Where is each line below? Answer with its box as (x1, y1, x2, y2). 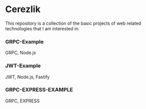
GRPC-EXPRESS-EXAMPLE (5, 86, 74, 93)
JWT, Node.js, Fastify (5, 74, 50, 80)
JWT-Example (5, 62, 41, 69)
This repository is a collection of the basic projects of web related (5, 20, 141, 26)
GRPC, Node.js (5, 49, 36, 56)
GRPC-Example (5, 38, 44, 45)
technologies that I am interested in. (5, 25, 80, 31)
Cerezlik (5, 4, 41, 15)
